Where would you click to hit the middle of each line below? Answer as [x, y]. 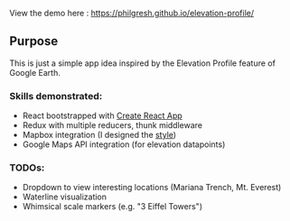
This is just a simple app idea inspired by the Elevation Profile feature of [142, 63]
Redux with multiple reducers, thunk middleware [112, 125]
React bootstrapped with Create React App [102, 115]
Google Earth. [35, 72]
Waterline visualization [64, 197]
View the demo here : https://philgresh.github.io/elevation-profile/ [132, 13]
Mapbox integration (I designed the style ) [99, 135]
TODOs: [27, 168]
